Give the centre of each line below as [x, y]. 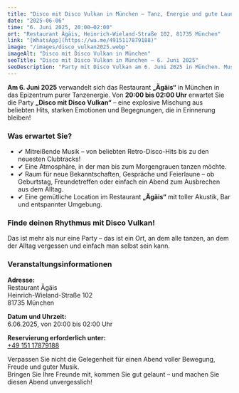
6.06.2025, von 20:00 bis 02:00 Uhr [60, 324]
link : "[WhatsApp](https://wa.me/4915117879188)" [83, 41]
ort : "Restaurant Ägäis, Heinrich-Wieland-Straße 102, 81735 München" [114, 34]
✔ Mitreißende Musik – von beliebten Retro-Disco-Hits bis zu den [113, 151]
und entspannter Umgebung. [60, 204]
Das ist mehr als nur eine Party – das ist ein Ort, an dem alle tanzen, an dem [118, 239]
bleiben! [19, 117]
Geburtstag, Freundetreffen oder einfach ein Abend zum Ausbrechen [119, 182]
